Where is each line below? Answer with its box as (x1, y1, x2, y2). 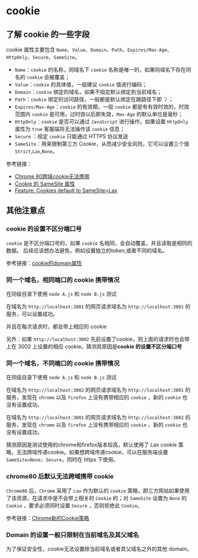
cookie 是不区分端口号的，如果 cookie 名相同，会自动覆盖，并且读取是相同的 (6, 239, 193, 247)
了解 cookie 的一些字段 (6, 29, 90, 39)
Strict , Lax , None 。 (14, 148, 58, 155)
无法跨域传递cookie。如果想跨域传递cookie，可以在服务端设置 (16, 449, 168, 456)
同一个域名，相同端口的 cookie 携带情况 (6, 276, 120, 284)
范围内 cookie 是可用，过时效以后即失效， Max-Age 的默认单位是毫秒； (14, 111, 183, 117)
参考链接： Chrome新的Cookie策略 (6, 514, 90, 521)
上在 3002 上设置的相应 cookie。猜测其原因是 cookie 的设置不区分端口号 (6, 343, 182, 350)
